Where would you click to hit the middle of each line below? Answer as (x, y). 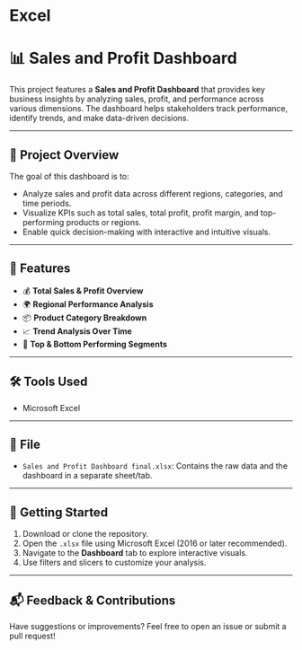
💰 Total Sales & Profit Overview (83, 290)
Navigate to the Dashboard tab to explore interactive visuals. (135, 553)
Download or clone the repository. (85, 534)
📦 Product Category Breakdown (84, 317)
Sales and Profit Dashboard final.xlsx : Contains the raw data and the (155, 466)
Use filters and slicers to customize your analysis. (114, 563)
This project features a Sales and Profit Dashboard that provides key (137, 90)
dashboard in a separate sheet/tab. (87, 476)
